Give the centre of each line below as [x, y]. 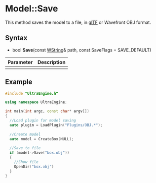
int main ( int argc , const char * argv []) [47, 111]
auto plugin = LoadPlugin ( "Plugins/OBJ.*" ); [56, 125]
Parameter [20, 62]
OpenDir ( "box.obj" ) [34, 167]
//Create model [25, 134]
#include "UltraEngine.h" [32, 93]
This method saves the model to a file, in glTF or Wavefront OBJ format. [78, 22]
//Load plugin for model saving [43, 121]
